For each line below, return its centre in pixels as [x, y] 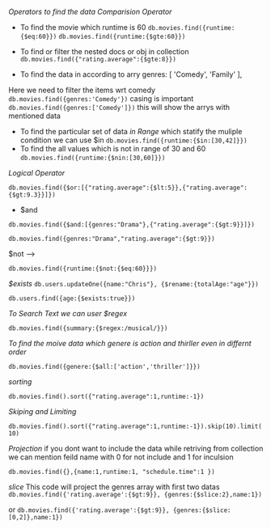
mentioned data [34, 116]
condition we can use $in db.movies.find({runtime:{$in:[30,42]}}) [134, 140]
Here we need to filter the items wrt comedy [82, 90]
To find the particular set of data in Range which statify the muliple [131, 131]
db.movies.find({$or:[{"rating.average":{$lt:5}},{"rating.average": [128, 188]
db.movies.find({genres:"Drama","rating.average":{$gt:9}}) [112, 239]
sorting [20, 382]
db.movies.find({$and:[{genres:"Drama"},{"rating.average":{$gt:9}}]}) [131, 225]
